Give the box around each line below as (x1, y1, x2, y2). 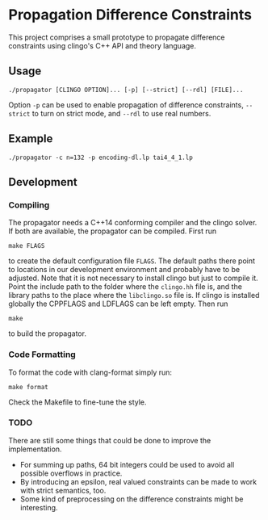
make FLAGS (8, 242, 45, 250)
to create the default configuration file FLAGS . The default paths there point (8, 256, 256, 266)
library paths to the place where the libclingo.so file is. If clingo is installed (8, 291, 260, 300)
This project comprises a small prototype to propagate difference (8, 32, 225, 42)
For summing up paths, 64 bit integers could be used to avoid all (19, 459, 235, 469)
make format (8, 383, 48, 391)
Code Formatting (8, 349, 77, 360)
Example (8, 132, 53, 146)
